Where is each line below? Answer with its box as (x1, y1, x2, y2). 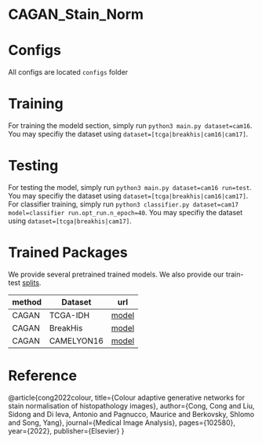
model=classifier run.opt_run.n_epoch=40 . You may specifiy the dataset (8, 208, 243, 217)
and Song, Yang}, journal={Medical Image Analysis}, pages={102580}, (8, 418, 236, 427)
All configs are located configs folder (8, 68, 129, 77)
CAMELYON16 (49, 335, 104, 346)
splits (22, 277, 40, 287)
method (12, 296, 42, 307)
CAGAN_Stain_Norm (8, 5, 144, 24)
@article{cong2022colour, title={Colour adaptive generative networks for (8, 393, 246, 402)
